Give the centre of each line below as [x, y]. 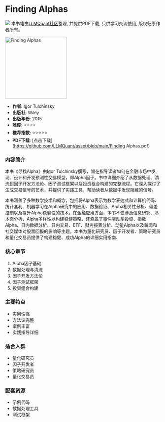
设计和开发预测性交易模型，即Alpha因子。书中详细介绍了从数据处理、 [84, 178]
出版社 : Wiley [26, 112]
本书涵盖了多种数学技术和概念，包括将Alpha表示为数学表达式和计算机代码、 [82, 200]
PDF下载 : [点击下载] [32, 140]
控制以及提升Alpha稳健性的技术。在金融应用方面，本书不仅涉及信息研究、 [80, 213]
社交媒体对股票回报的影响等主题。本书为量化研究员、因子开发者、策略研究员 [83, 232]
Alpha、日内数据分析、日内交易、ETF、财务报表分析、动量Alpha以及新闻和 [81, 225]
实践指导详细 [25, 332]
